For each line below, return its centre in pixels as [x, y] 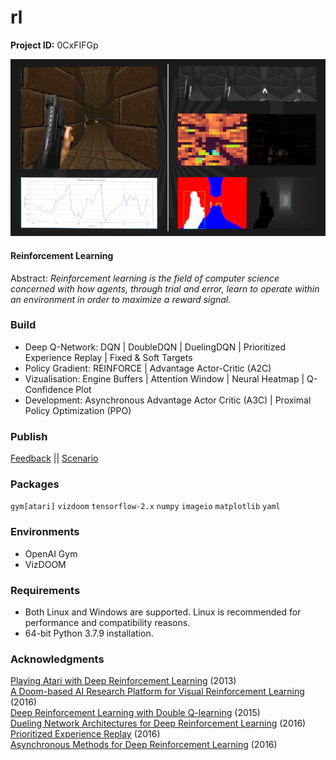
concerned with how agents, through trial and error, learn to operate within [165, 288]
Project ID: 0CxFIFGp [54, 45]
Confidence [49, 389]
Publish [29, 436]
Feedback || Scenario [54, 458]
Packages [35, 484]
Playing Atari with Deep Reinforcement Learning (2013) [123, 681]
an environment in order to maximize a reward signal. [121, 299]
